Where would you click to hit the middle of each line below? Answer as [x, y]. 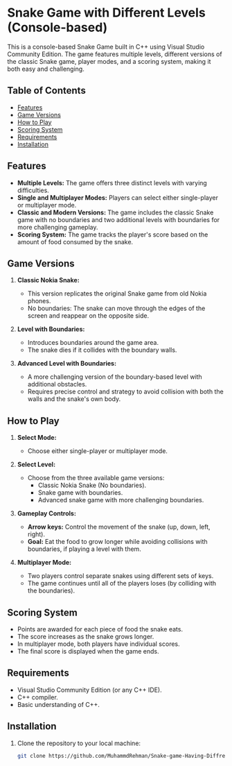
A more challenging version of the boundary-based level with [115, 377]
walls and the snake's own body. [74, 399]
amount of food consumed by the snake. [75, 241]
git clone [32, 756]
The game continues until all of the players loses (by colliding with [122, 584]
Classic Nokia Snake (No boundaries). [92, 485]
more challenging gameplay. [57, 227]
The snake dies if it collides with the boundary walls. [102, 350]
